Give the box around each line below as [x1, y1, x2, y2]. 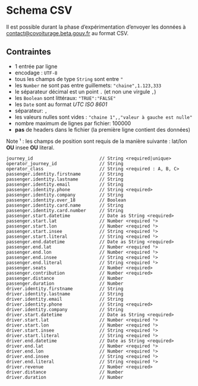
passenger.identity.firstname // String [6, 171, 124, 177]
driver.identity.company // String [6, 306, 124, 313]
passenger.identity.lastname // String [6, 176, 124, 182]
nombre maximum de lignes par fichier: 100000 [14, 120, 131, 127]
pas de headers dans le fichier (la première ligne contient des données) [14, 126, 190, 133]
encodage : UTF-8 [14, 69, 58, 76]
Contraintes [6, 47, 52, 57]
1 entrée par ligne [14, 63, 58, 70]
